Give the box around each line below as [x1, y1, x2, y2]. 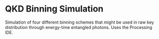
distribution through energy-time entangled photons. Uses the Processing [5, 24, 153, 30]
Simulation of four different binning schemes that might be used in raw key [5, 19, 154, 25]
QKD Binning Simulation [5, 3, 104, 14]
